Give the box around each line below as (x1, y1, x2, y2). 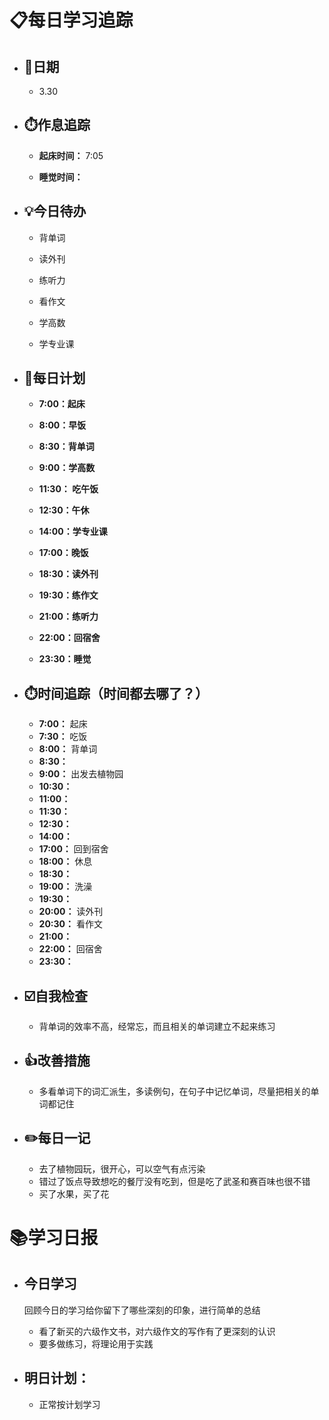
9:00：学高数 (38, 462, 96, 474)
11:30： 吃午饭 (38, 483, 99, 495)
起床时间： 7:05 (38, 149, 104, 161)
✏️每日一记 (23, 1130, 91, 1147)
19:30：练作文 (38, 589, 99, 601)
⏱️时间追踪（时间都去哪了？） (23, 685, 209, 702)
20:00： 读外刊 (38, 906, 104, 918)
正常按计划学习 (38, 1398, 101, 1410)
